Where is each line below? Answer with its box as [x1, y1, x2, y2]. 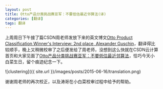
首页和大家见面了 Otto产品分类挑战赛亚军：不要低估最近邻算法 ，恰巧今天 [5, 53, 151, 59]
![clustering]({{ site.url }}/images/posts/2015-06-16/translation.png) [5, 69, 141, 74]
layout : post [5, 7, 32, 12]
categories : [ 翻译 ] [5, 16, 43, 21]
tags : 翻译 [5, 20, 26, 26]
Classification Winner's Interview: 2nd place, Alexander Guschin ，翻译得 [5, 41, 151, 47]
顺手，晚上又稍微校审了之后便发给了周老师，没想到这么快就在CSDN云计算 [9, 47, 159, 53]
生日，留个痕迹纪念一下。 [13, 59, 65, 65]
